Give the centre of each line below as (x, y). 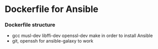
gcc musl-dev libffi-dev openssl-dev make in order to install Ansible (82, 35)
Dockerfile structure (30, 25)
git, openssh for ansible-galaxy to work (53, 41)
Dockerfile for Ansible (52, 9)
